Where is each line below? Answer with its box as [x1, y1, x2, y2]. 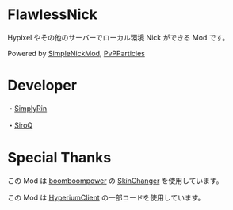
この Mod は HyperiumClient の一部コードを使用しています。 [7, 193, 205, 202]
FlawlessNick [7, 6, 98, 24]
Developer [7, 77, 77, 94]
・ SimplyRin [7, 103, 48, 113]
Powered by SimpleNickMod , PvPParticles [7, 48, 146, 58]
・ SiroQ [7, 120, 33, 130]
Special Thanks [7, 149, 112, 167]
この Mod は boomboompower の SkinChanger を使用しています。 [7, 176, 223, 185]
